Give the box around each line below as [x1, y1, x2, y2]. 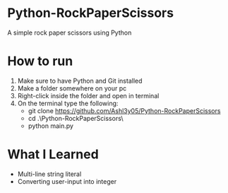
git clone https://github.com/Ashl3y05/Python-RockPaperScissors [28, 106, 221, 115]
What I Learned [7, 146, 99, 163]
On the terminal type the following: [17, 99, 119, 107]
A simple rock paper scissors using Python [7, 28, 132, 37]
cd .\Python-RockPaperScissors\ [28, 114, 124, 122]
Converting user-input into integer [17, 177, 117, 185]
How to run [7, 53, 73, 69]
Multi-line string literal [17, 170, 82, 178]
